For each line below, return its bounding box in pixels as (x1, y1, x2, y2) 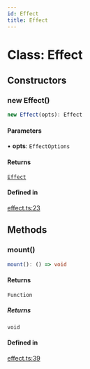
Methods (7, 224, 47, 236)
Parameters (7, 126, 42, 135)
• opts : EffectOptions (7, 142, 70, 150)
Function (7, 291, 33, 298)
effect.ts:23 (7, 203, 40, 212)
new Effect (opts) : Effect (7, 111, 82, 119)
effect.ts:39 (7, 354, 40, 362)
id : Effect (7, 10, 39, 17)
